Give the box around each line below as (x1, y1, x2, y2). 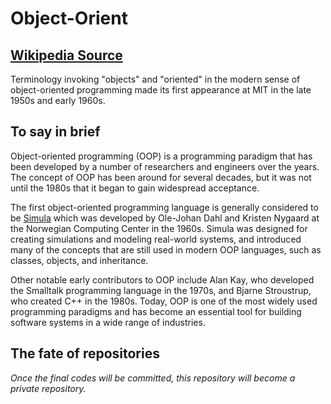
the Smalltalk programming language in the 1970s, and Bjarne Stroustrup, (10, 284, 312, 296)
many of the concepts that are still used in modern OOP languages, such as (10, 243, 322, 256)
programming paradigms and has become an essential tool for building (10, 305, 302, 317)
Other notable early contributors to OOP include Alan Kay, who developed (10, 273, 315, 286)
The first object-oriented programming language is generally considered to (10, 201, 319, 213)
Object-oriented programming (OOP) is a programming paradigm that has (10, 150, 313, 162)
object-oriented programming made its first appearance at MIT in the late (10, 84, 312, 96)
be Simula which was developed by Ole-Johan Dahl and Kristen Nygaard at (10, 212, 320, 224)
